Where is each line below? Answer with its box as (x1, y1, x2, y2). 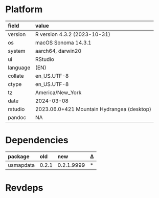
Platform (5, 4, 43, 15)
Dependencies (5, 135, 69, 146)
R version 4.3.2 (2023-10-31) (35, 31, 111, 38)
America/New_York (35, 89, 82, 96)
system (8, 47, 26, 54)
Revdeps (5, 182, 43, 194)
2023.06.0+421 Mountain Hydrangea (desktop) (35, 105, 152, 113)
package (8, 152, 30, 160)
